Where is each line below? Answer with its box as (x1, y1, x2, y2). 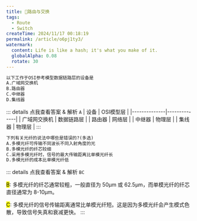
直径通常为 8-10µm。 (6, 188, 58, 196)
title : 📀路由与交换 (6, 8, 50, 15)
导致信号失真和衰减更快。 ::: (16, 209, 85, 216)
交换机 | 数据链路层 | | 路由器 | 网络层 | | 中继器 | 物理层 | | (37, 115, 178, 122)
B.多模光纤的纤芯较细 (6, 146, 52, 152)
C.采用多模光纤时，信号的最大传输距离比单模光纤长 (6, 151, 113, 157)
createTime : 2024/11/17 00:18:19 (6, 31, 89, 37)
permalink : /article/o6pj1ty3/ (6, 36, 84, 42)
